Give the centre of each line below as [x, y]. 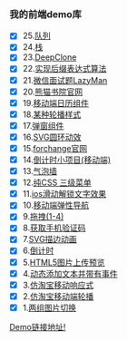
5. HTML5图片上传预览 [64, 262]
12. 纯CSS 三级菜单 [57, 182]
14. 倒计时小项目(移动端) [67, 160]
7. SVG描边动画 [49, 239]
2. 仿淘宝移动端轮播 [58, 296]
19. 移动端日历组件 [55, 102]
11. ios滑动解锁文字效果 [64, 194]
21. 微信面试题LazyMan [65, 80]
